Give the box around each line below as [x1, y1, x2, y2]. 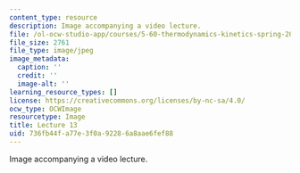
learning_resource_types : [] [9, 87, 118, 96]
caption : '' [17, 63, 62, 72]
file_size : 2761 [9, 37, 70, 47]
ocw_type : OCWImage [9, 104, 82, 113]
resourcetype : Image [9, 112, 87, 121]
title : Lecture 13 [9, 121, 78, 130]
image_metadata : [9, 54, 70, 63]
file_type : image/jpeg [9, 46, 94, 55]
